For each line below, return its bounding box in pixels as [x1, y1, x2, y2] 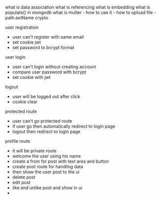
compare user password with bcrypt [12, 69, 86, 75]
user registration [5, 24, 39, 30]
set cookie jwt [12, 39, 41, 45]
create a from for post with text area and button [12, 158, 109, 164]
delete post [12, 174, 36, 180]
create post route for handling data [12, 164, 83, 169]
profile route [5, 138, 31, 144]
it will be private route [12, 148, 57, 153]
